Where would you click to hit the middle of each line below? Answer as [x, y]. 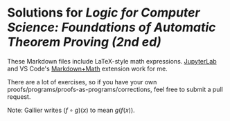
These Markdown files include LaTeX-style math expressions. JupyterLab [112, 61]
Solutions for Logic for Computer [104, 13]
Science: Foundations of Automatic [112, 27]
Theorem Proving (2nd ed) [84, 42]
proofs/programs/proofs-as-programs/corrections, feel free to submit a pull [115, 89]
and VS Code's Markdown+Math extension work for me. [87, 68]
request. [19, 96]
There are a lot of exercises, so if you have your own [82, 82]
